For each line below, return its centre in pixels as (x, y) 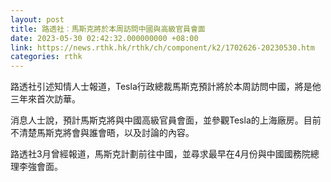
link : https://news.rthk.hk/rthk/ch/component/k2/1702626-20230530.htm (162, 47)
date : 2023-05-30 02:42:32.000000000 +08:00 (104, 38)
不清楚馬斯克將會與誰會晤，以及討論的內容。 (102, 133)
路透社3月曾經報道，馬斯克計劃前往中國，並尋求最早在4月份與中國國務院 (160, 154)
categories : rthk (46, 57)
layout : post (37, 19)
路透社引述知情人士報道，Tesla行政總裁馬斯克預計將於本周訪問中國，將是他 (166, 87)
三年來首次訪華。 (45, 99)
